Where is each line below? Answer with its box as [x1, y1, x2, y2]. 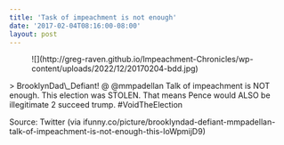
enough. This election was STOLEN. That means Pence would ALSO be [9, 90, 271, 101]
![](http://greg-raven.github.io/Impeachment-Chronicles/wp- [31, 54, 254, 65]
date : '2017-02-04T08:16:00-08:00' [9, 21, 142, 30]
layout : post [9, 29, 58, 38]
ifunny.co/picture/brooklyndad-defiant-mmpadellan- [83, 117, 276, 127]
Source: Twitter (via [9, 117, 82, 127]
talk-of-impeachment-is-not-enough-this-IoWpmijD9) [9, 126, 207, 137]
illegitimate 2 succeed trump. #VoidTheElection [9, 100, 183, 110]
